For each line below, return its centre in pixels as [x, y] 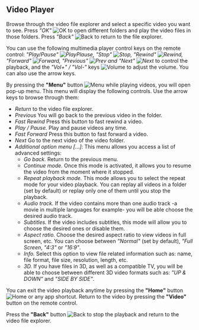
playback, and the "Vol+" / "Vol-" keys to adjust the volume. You [97, 67]
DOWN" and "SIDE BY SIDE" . [59, 278]
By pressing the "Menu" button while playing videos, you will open [98, 85]
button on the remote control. [42, 303]
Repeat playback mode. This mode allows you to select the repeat [104, 178]
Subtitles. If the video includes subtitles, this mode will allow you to [105, 222]
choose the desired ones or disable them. [74, 228]
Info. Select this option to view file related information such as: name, [108, 254]
